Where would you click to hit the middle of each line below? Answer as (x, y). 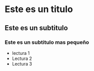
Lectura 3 (22, 63)
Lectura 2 (22, 58)
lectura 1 (21, 53)
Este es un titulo (39, 9)
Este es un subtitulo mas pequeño (47, 42)
